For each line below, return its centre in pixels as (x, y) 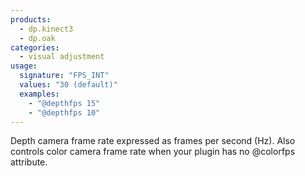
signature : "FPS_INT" (64, 76)
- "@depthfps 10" (64, 112)
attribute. (29, 162)
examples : (39, 94)
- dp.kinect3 (46, 29)
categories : (35, 47)
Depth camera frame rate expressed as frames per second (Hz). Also (153, 141)
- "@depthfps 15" (64, 103)
